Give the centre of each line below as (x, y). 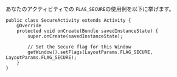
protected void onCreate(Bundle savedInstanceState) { (88, 31)
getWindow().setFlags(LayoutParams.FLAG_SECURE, (90, 52)
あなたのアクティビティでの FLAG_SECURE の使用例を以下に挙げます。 (90, 9)
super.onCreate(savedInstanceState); (75, 36)
